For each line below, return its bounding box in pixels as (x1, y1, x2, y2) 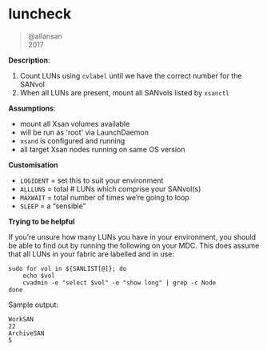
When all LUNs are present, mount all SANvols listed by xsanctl (19, 87, 229, 97)
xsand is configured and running (19, 135, 126, 145)
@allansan (27, 31, 62, 41)
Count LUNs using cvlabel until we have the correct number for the (19, 71, 242, 80)
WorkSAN (8, 315, 34, 323)
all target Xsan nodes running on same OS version (19, 144, 185, 154)
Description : (8, 55, 50, 65)
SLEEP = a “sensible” (19, 201, 86, 211)
